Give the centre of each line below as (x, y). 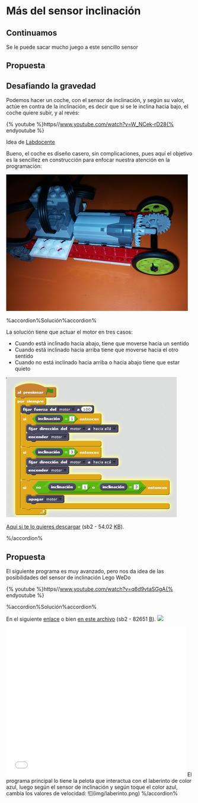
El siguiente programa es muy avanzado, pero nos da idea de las (85, 572)
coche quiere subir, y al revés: (43, 113)
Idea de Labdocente (31, 142)
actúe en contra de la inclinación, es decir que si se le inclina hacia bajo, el (97, 107)
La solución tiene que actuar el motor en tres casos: (70, 332)
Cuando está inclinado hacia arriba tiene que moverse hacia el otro (97, 350)
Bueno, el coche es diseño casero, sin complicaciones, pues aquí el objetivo (99, 154)
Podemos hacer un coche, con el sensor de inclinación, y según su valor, (95, 100)
